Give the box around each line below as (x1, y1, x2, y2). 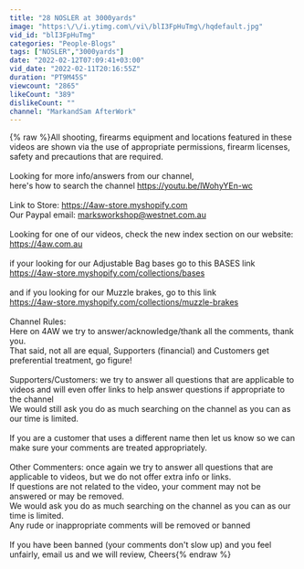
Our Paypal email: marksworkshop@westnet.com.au (9, 209, 207, 220)
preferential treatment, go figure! (9, 355, 132, 366)
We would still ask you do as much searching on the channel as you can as (9, 404, 291, 415)
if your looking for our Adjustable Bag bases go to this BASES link (9, 258, 256, 269)
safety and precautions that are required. (9, 152, 163, 163)
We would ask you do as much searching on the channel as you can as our (9, 501, 291, 511)
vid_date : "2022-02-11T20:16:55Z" (9, 65, 142, 74)
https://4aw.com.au (9, 238, 83, 249)
